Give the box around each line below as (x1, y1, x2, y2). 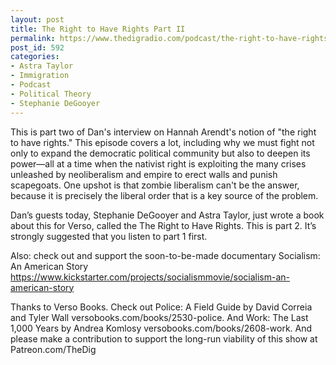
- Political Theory (10, 89, 92, 99)
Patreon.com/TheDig (10, 343, 97, 355)
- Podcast (10, 80, 52, 90)
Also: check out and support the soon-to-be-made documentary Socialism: (10, 249, 321, 261)
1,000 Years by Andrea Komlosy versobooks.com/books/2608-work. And (10, 322, 313, 334)
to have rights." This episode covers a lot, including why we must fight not (10, 136, 315, 148)
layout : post (10, 14, 65, 25)
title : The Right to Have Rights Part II (10, 24, 186, 34)
